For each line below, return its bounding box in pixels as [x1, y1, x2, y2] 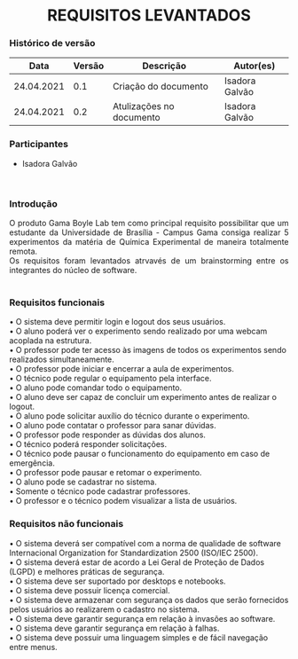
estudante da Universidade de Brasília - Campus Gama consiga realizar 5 [9, 227, 289, 238]
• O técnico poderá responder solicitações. [9, 439, 168, 450]
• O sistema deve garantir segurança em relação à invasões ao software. [9, 613, 276, 624]
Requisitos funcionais [9, 296, 105, 309]
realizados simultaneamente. [9, 354, 115, 365]
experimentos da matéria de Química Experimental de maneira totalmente [9, 237, 289, 247]
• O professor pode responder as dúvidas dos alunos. [9, 429, 207, 440]
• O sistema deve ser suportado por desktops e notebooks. [9, 576, 226, 586]
